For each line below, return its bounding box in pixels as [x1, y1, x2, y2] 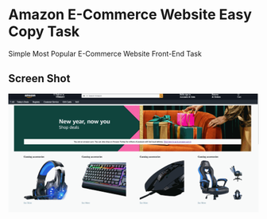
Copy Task [8, 22, 80, 41]
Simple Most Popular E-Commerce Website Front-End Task [8, 49, 203, 58]
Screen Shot [8, 72, 71, 85]
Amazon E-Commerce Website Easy [8, 6, 253, 24]
